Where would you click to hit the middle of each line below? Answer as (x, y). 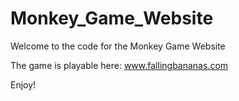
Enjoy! (23, 84)
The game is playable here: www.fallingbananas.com (119, 65)
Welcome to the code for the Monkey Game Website (118, 46)
